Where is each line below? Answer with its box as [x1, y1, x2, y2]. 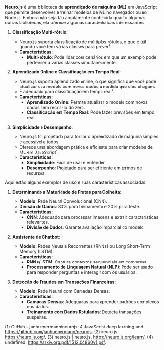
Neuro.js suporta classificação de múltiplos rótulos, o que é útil [19, 39, 146, 44]
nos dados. [26, 304, 50, 309]
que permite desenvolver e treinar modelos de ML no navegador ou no [5, 9, 147, 15]
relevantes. [26, 219, 49, 225]
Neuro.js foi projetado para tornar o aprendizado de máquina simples [19, 134, 159, 139]
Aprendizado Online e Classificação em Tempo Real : [12, 69, 121, 75]
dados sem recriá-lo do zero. [26, 105, 85, 110]
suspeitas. [26, 314, 48, 320]
